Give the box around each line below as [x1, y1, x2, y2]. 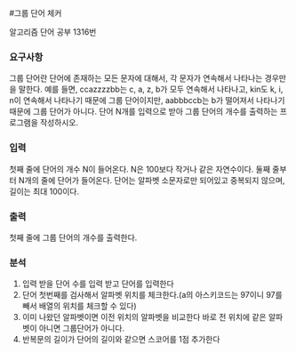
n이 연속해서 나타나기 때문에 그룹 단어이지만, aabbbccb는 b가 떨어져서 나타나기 [9, 95, 285, 106]
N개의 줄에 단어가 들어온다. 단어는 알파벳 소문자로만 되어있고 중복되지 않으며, [18, 174, 285, 185]
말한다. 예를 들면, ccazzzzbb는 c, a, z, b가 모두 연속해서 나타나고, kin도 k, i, [18, 84, 284, 95]
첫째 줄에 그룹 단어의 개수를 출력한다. [9, 232, 138, 243]
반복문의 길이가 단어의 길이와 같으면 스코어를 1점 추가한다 [21, 334, 220, 345]
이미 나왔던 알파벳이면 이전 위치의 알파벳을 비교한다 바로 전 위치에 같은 [21, 312, 267, 323]
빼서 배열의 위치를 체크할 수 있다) [21, 301, 137, 311]
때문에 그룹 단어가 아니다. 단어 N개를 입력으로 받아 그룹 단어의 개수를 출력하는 [9, 106, 278, 117]
